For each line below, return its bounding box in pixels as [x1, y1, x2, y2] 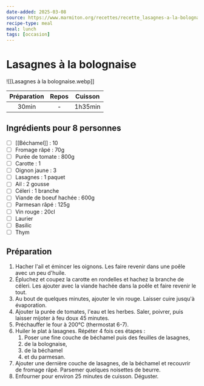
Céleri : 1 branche [15, 187, 59, 195]
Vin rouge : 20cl [15, 208, 56, 215]
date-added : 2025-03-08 [6, 9, 67, 15]
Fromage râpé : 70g [15, 146, 65, 153]
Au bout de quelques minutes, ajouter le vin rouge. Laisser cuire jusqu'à [15, 295, 195, 302]
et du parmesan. [24, 353, 66, 360]
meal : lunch [6, 26, 36, 32]
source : [6, 15, 26, 21]
